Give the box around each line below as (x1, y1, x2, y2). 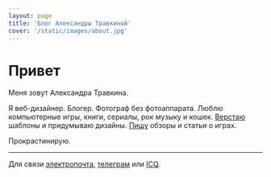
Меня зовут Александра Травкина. (8, 88, 129, 97)
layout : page (8, 11, 52, 20)
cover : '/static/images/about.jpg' (8, 27, 128, 35)
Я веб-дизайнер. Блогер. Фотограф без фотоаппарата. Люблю (8, 104, 223, 113)
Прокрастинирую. (8, 136, 71, 146)
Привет (8, 61, 61, 80)
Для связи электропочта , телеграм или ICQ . (8, 159, 161, 169)
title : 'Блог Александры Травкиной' (8, 19, 131, 27)
